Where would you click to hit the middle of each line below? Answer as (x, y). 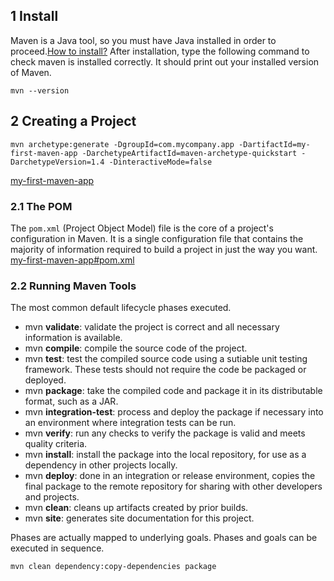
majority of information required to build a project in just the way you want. (164, 249)
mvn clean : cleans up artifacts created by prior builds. (136, 508)
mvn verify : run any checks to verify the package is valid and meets (165, 433)
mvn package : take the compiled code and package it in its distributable (173, 391)
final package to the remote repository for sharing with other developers (173, 486)
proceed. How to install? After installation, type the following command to (160, 51)
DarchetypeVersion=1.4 (57, 162)
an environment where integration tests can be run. (130, 423)
